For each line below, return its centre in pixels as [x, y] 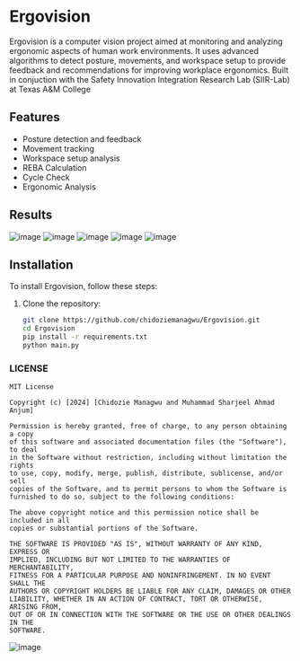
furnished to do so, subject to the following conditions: [122, 497]
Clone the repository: [62, 304]
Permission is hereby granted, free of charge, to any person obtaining [148, 427]
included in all [40, 521]
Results [31, 215]
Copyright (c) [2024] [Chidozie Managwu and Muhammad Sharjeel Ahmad [142, 403]
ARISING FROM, [36, 607]
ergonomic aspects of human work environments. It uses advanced [134, 50]
